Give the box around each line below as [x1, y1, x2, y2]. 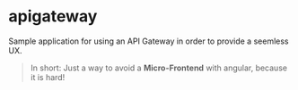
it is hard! [30, 71, 66, 82]
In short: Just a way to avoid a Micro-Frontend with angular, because [30, 62, 288, 73]
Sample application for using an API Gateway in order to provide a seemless [8, 36, 289, 46]
